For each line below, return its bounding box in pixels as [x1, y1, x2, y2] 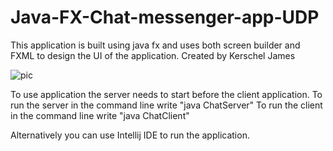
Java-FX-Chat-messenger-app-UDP [10, 6, 320, 29]
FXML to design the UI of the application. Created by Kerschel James [10, 49, 296, 61]
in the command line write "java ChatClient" [10, 109, 190, 121]
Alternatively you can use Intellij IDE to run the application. [10, 129, 250, 141]
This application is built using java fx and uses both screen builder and [10, 39, 301, 51]
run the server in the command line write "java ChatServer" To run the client [10, 99, 323, 111]
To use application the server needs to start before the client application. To [10, 88, 323, 100]
